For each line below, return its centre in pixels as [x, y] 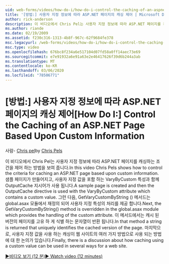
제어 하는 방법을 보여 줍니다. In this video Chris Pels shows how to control [88, 167]
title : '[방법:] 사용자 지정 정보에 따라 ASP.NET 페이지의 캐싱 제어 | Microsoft [82, 15]
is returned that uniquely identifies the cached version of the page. [74, 227]
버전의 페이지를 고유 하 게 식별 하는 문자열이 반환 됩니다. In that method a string [83, 221]
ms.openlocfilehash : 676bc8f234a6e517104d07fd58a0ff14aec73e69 [73, 52]
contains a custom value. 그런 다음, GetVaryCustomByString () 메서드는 [78, 197]
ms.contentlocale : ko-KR [31, 66]
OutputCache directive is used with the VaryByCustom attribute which [78, 191]
